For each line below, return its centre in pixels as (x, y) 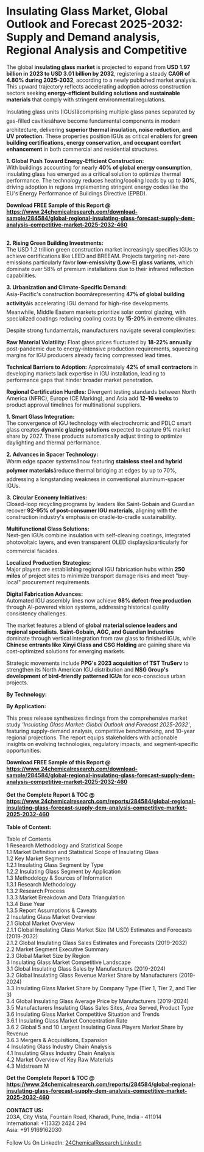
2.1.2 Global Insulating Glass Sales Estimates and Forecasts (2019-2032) (97, 943)
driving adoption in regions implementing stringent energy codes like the (97, 187)
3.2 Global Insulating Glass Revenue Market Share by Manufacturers (92, 975)
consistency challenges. (37, 613)
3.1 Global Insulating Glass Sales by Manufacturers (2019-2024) (86, 968)
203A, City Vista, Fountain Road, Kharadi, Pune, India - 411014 (84, 1117)
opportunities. (24, 750)
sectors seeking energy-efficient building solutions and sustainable (93, 93)
